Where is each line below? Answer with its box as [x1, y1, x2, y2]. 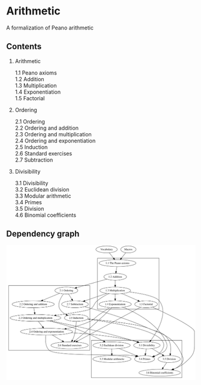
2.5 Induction [14, 143, 48, 151]
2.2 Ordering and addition [14, 124, 79, 132]
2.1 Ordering [14, 118, 45, 125]
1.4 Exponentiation [14, 88, 61, 95]
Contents [6, 41, 42, 52]
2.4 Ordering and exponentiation [14, 137, 96, 144]
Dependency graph [6, 229, 80, 239]
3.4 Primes [14, 198, 42, 205]
